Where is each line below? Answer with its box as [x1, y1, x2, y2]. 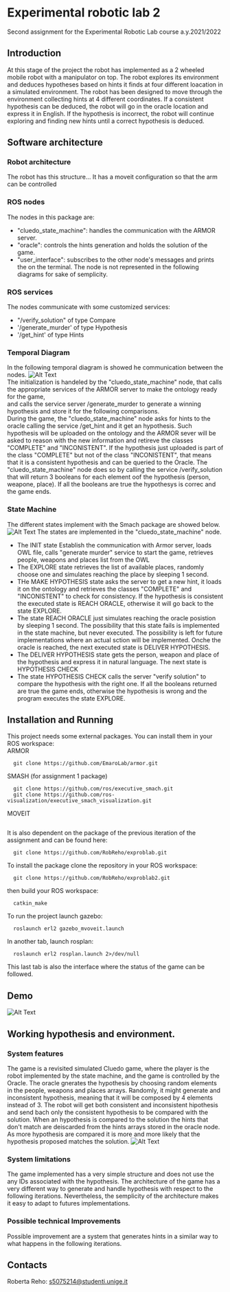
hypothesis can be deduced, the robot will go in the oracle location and [7, 102, 209, 111]
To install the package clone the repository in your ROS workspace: [7, 861, 198, 870]
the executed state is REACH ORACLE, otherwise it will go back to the [16, 599, 214, 607]
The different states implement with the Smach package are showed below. [7, 520, 220, 528]
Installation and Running [7, 714, 114, 726]
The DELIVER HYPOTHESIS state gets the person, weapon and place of [16, 650, 220, 659]
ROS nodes [7, 197, 45, 207]
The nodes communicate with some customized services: [7, 303, 170, 311]
